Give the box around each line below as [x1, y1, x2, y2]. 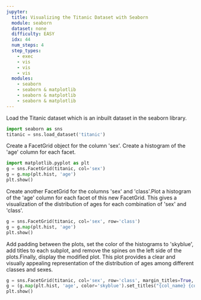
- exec [17, 53, 33, 59]
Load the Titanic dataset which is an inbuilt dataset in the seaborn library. [6, 114, 187, 122]
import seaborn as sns [6, 126, 63, 132]
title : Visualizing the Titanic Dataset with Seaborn [11, 14, 148, 20]
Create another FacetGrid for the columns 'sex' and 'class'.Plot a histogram [6, 187, 191, 195]
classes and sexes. [6, 266, 53, 273]
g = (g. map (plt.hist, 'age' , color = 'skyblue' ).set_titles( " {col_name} [6, 283, 186, 289]
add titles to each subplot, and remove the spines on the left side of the [6, 247, 182, 254]
